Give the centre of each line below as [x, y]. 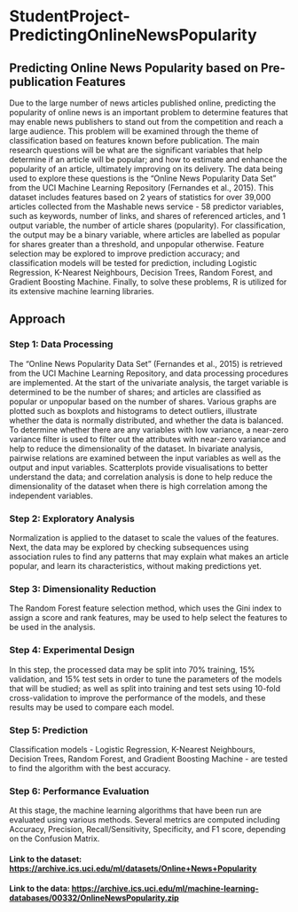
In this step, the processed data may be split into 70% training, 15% [132, 669]
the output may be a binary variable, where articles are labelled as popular [145, 235]
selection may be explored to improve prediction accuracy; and [125, 253]
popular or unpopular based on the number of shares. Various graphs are [143, 401]
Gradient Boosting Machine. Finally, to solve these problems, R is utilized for [148, 282]
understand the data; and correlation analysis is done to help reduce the [141, 477]
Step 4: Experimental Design [72, 651]
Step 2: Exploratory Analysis [72, 518]
